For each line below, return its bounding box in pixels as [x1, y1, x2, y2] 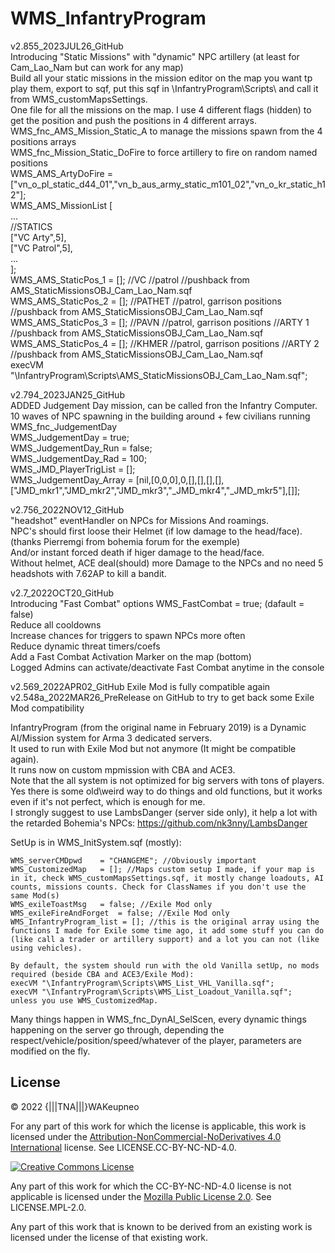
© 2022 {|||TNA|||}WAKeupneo [10, 1100, 140, 1112]
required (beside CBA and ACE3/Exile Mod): [10, 969, 195, 979]
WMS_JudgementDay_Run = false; [10, 442, 153, 454]
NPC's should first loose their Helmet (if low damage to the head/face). [10, 525, 303, 537]
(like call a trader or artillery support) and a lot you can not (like [10, 934, 320, 944]
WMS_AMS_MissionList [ [10, 199, 113, 211]
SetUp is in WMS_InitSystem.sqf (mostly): [10, 836, 182, 848]
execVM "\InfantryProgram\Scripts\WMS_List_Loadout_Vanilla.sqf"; [10, 987, 293, 997]
